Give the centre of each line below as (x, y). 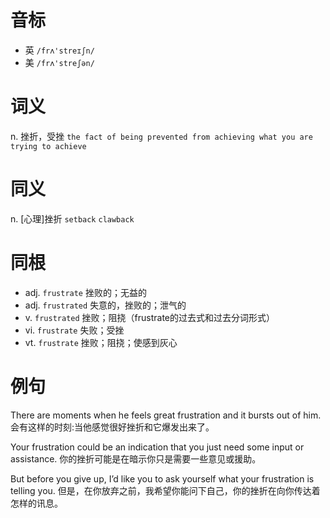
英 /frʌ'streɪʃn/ (59, 50)
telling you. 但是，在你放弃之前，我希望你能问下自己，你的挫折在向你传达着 (165, 490)
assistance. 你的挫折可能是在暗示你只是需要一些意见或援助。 (136, 458)
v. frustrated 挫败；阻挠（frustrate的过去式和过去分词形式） (149, 317)
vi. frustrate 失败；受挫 (74, 330)
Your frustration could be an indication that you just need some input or (157, 447)
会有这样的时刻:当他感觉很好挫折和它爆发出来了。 (112, 427)
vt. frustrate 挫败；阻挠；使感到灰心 (101, 342)
